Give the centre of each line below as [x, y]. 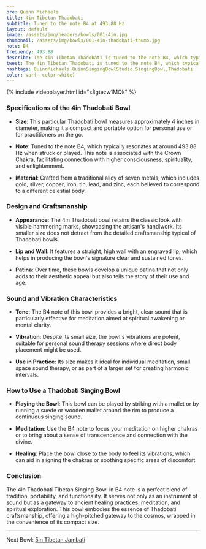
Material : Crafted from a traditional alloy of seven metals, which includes [107, 178]
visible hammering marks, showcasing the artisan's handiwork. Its [98, 226]
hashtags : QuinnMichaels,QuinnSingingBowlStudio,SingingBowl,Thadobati [100, 69]
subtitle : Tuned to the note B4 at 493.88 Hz [65, 23]
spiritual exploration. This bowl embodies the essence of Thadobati [91, 509]
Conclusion [24, 476]
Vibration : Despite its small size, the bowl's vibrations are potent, [98, 337]
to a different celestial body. [51, 191]
